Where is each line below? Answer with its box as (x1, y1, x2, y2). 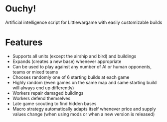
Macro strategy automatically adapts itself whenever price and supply (12, 106, 156, 112)
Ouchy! (5, 3, 36, 14)
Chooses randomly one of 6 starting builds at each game (12, 74, 130, 80)
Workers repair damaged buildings (12, 90, 84, 96)
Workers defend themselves (12, 95, 71, 101)
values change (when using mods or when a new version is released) (12, 111, 155, 117)
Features (5, 37, 43, 48)
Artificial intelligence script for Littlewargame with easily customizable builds (5, 19, 163, 25)
